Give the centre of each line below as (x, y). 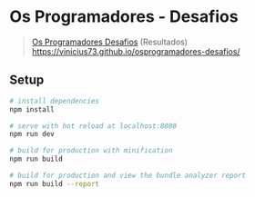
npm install (32, 109)
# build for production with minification (91, 151)
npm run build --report (55, 183)
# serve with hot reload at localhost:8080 (93, 126)
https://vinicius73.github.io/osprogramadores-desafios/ (136, 51)
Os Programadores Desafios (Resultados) (110, 42)
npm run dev (32, 134)
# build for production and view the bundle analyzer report (128, 175)
